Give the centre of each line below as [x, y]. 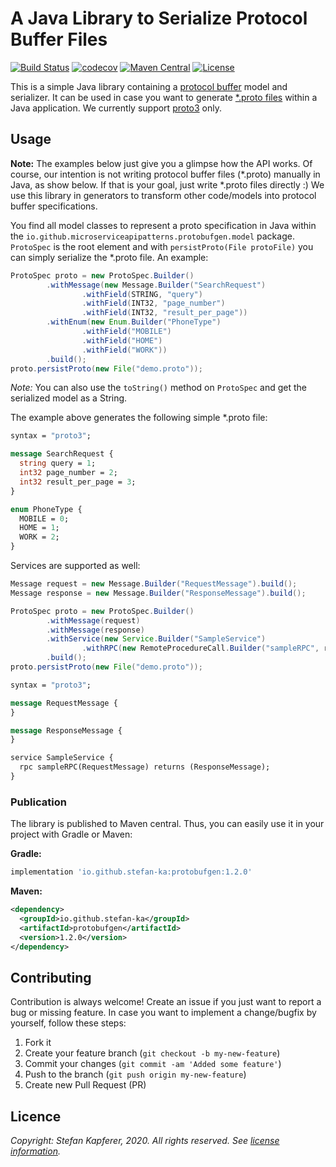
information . [35, 1151]
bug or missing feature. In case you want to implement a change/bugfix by [163, 1013]
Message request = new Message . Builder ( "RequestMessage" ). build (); [154, 584]
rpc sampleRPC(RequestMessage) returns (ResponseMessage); [145, 767]
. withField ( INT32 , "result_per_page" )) [164, 313]
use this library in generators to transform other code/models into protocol [163, 195]
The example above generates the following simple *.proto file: [139, 418]
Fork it [38, 1043]
